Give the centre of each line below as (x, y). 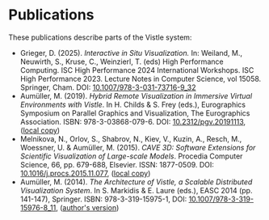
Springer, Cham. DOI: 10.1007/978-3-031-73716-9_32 (108, 87)
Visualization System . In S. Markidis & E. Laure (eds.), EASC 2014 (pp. (136, 190)
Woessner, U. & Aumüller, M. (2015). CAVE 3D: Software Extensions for (138, 147)
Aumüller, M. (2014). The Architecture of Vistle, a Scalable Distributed (136, 182)
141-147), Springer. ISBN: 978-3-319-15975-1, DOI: (103, 199)
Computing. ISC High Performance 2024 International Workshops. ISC (137, 70)
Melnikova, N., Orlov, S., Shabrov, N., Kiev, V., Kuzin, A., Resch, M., (131, 138)
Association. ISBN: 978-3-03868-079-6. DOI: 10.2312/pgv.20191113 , (133, 121)
